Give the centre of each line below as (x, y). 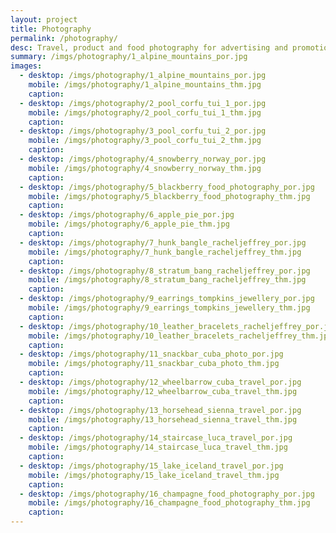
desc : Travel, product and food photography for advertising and (149, 47)
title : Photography (51, 29)
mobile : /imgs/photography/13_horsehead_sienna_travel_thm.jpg (163, 419)
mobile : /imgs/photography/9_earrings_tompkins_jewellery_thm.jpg (169, 308)
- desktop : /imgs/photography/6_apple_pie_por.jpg (127, 215)
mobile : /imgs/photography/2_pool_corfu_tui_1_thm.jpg (145, 112)
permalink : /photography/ (64, 38)
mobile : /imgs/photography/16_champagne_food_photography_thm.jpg (169, 503)
